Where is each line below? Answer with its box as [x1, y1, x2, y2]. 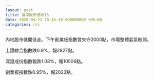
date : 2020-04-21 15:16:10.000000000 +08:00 [5, 17, 102, 22]
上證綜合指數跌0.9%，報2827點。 [5, 47, 77, 54]
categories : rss [5, 22, 40, 27]
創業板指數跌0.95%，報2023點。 [5, 69, 75, 75]
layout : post [5, 7, 33, 13]
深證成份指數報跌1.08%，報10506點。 [5, 58, 86, 65]
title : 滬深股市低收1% [5, 12, 49, 17]
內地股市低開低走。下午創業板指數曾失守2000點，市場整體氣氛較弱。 [5, 36, 152, 43]
